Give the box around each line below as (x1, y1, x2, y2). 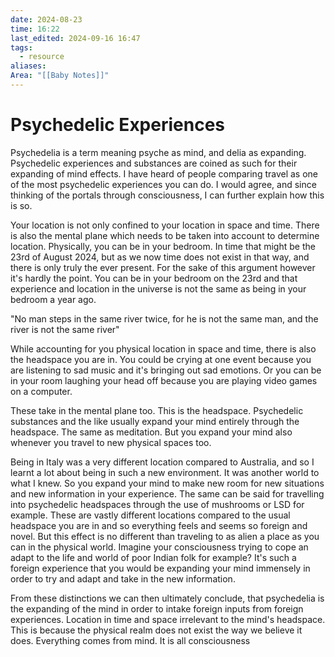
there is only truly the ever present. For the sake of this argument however (10, 261, 316, 273)
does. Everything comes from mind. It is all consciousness (10, 634, 251, 646)
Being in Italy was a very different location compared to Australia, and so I (10, 456, 315, 468)
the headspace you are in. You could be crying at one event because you (10, 353, 312, 365)
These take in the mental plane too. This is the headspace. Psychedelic (10, 404, 304, 416)
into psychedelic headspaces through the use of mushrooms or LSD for (10, 498, 305, 510)
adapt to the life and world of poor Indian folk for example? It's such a (10, 551, 297, 563)
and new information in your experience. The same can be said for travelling (10, 487, 325, 500)
